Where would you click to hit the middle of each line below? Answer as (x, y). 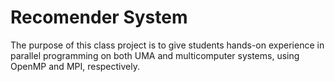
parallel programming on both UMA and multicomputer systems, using (155, 55)
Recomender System (99, 17)
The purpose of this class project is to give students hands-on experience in (167, 45)
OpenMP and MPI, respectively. (75, 66)
